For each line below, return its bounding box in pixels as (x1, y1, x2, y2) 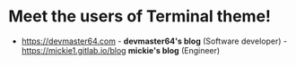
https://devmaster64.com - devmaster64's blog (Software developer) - (21, 36, 288, 46)
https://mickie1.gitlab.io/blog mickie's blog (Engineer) (21, 45, 221, 55)
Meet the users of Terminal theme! (8, 6, 271, 27)
